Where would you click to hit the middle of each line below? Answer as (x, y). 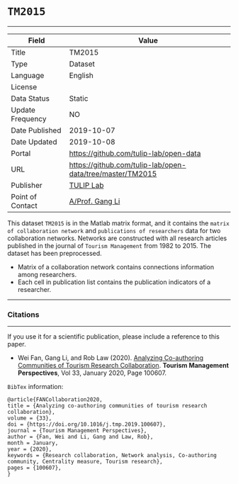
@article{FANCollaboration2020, (55, 400)
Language (28, 75)
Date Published (36, 130)
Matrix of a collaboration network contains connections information (116, 266)
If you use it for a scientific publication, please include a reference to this (113, 337)
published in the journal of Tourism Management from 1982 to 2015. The (109, 245)
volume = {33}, (30, 418)
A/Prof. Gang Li (95, 201)
